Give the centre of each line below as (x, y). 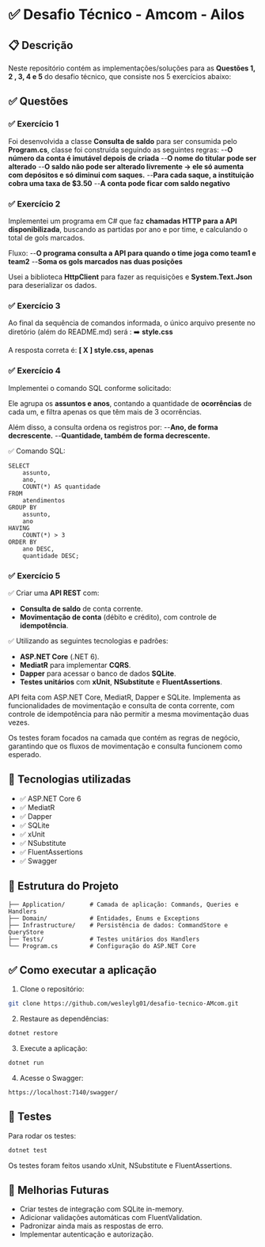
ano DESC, (39, 549)
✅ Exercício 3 (34, 305)
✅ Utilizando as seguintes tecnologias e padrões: (88, 641)
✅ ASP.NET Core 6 (50, 798)
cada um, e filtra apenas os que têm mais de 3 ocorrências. (105, 411)
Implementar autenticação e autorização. (87, 1234)
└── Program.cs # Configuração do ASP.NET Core (102, 946)
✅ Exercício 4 (34, 371)
